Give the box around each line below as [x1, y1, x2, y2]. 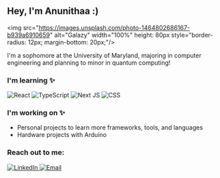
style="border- [171, 31, 213, 39]
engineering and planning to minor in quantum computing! [7, 58, 171, 67]
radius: [7, 38, 27, 46]
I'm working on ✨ [7, 108, 66, 118]
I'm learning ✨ [7, 75, 56, 85]
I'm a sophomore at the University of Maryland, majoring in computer [7, 51, 202, 59]
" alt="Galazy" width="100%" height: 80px [50, 31, 170, 39]
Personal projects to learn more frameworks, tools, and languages [16, 123, 204, 132]
